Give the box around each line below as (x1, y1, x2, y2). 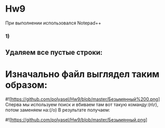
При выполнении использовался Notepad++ (5, 20, 102, 26)
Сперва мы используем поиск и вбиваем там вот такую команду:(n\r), (5, 102, 159, 108)
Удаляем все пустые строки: (5, 48, 103, 57)
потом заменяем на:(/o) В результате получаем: (5, 107, 110, 113)
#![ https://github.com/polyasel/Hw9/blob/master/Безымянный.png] (5, 117, 148, 123)
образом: (5, 79, 48, 91)
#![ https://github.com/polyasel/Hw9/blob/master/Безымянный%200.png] (5, 96, 160, 102)
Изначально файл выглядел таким (5, 69, 160, 80)
